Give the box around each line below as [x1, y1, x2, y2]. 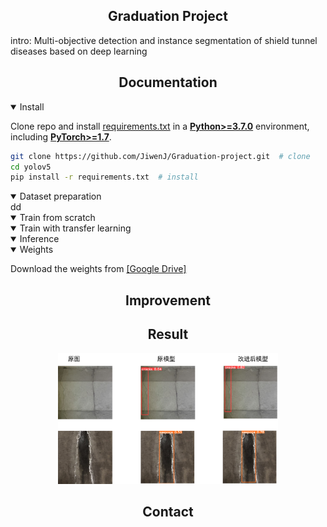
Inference [19, 233, 60, 245]
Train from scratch [19, 212, 96, 224]
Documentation [118, 74, 218, 91]
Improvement [125, 292, 211, 309]
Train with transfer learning [19, 222, 132, 234]
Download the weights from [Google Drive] [10, 263, 187, 275]
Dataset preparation [19, 190, 102, 203]
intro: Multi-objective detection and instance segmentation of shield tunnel [10, 34, 318, 46]
